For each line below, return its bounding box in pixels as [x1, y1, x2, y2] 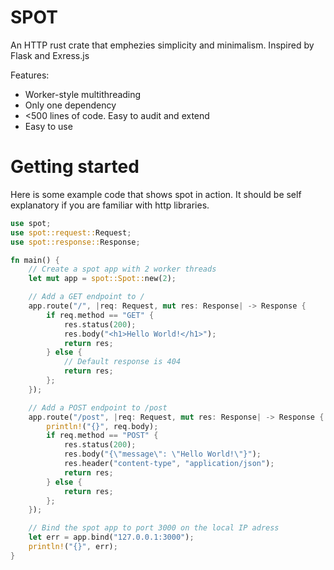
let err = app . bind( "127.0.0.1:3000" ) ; [28, 532, 195, 543]
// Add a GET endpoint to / [28, 292, 145, 302]
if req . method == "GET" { [46, 310, 155, 320]
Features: [10, 69, 50, 81]
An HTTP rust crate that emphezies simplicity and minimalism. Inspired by [10, 39, 315, 51]
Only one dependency [24, 99, 117, 111]
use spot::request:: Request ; [10, 227, 132, 238]
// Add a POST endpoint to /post [28, 402, 168, 413]
